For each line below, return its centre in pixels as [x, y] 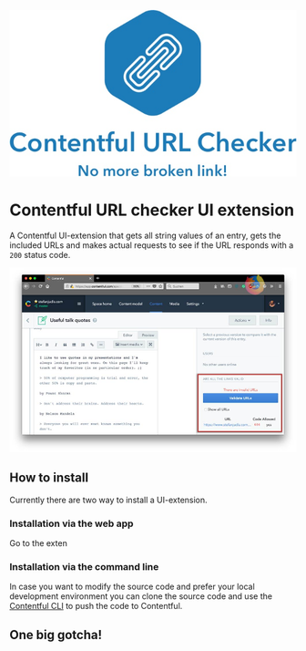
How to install [49, 478]
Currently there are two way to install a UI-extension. [108, 500]
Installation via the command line [84, 566]
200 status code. [40, 254]
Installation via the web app [71, 523]
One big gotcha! [56, 635]
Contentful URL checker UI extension [152, 210]
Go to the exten [39, 543]
